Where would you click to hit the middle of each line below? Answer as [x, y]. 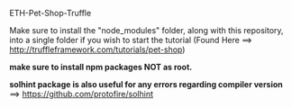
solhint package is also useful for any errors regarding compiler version [146, 84]
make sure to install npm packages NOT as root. [101, 67]
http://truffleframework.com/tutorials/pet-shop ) [97, 49]
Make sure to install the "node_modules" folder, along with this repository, [146, 30]
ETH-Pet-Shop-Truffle [50, 13]
